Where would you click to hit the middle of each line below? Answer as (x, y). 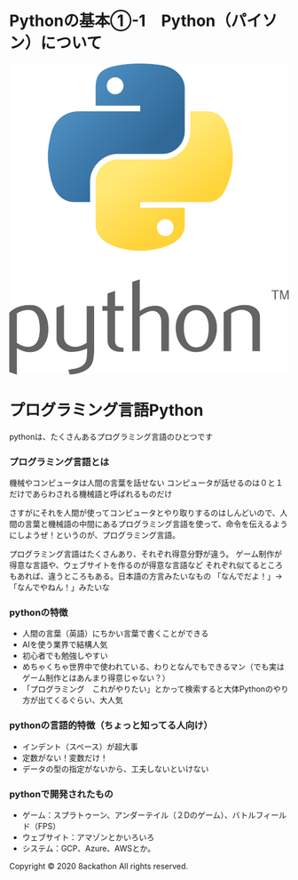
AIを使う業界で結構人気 (65, 644)
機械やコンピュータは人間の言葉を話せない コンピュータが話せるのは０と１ (146, 483)
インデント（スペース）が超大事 (80, 747)
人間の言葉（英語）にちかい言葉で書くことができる (115, 634)
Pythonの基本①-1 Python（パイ (136, 21)
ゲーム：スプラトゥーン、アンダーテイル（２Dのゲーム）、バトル (139, 815)
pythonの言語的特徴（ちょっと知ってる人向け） (111, 725)
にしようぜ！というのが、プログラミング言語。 (94, 535)
